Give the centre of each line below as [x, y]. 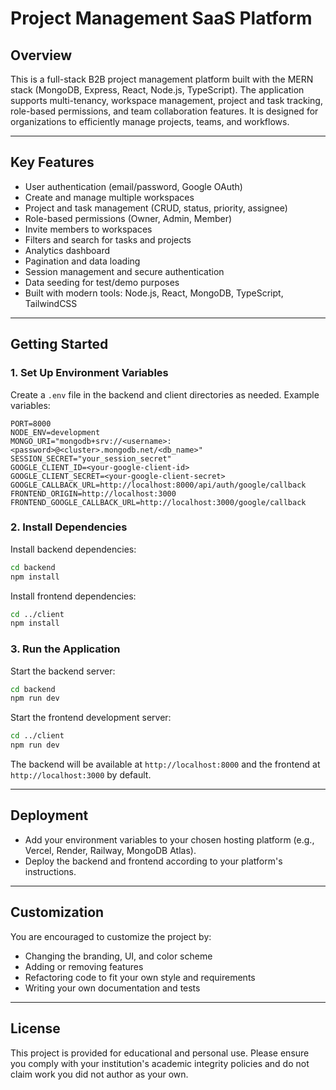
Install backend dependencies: [73, 549]
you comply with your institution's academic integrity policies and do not [160, 1063]
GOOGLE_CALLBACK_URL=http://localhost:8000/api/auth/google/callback [158, 485]
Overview [41, 55]
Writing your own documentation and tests [112, 988]
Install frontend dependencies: [73, 596]
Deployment [49, 815]
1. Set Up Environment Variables [89, 373]
